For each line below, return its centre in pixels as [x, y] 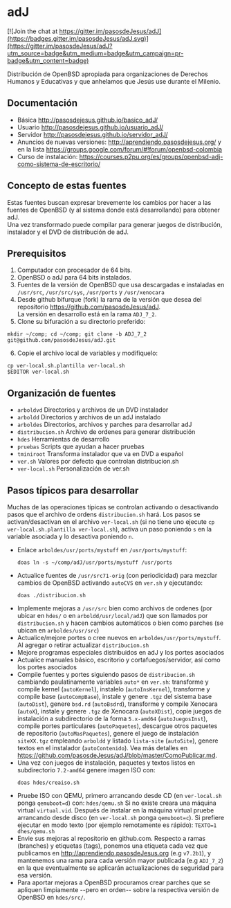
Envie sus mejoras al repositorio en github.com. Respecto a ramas [111, 838]
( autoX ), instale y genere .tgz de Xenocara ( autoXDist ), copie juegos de [119, 711]
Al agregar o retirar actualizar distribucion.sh [83, 645]
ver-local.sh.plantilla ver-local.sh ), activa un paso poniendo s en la [110, 529]
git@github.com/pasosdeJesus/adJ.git [62, 340]
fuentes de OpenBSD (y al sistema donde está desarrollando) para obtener [113, 210]
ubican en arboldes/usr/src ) [58, 630]
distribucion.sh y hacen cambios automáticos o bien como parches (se [120, 623]
